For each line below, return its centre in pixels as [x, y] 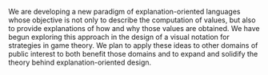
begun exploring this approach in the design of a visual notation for [119, 37]
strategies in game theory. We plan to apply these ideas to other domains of [133, 45]
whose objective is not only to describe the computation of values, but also [132, 20]
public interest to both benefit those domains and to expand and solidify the [133, 54]
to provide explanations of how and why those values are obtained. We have [134, 28]
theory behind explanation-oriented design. [80, 62]
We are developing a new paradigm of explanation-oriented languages [124, 12]
